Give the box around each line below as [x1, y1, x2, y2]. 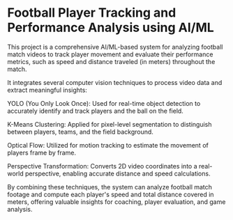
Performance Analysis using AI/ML [7, 19, 214, 36]
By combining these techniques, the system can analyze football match [7, 182, 213, 191]
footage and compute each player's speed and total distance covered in [7, 190, 214, 198]
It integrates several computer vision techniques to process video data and [7, 78, 223, 86]
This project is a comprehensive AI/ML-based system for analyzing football [7, 42, 223, 51]
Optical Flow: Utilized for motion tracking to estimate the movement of [7, 141, 209, 149]
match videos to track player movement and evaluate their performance [7, 50, 213, 58]
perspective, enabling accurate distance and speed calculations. [24, 169, 211, 178]
